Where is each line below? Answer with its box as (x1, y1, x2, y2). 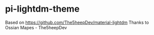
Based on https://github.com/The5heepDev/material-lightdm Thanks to (5, 19, 149, 25)
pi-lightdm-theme (5, 3, 80, 15)
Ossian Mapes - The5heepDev (5, 24, 67, 30)
